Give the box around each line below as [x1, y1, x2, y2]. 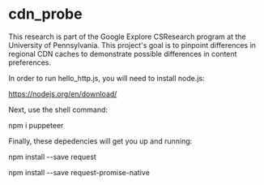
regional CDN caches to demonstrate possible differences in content [8, 49, 237, 58]
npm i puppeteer [8, 120, 64, 130]
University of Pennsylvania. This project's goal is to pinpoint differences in [8, 40, 257, 49]
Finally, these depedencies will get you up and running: [8, 136, 193, 146]
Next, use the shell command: [8, 105, 108, 114]
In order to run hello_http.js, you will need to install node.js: [8, 73, 205, 83]
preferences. [8, 58, 51, 67]
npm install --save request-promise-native [8, 167, 150, 177]
